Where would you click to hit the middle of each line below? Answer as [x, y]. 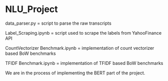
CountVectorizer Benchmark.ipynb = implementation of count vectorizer [80, 48]
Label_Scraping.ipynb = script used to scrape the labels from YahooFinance [83, 33]
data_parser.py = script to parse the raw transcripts [58, 23]
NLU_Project [32, 9]
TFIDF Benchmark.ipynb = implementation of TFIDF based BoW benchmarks [84, 63]
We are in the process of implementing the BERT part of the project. [75, 73]
